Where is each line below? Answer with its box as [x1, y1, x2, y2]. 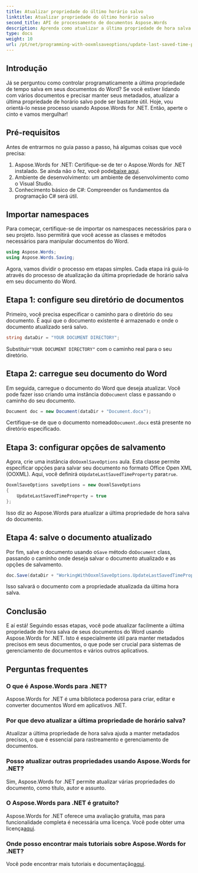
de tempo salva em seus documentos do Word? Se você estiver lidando [6, 85, 180, 92]
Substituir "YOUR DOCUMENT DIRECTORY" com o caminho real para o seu [6, 345, 172, 352]
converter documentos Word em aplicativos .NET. [6, 701, 127, 709]
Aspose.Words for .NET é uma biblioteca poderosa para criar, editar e [6, 695, 176, 702]
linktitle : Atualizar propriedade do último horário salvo [6, 14, 154, 20]
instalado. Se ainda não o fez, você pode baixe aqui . [14, 167, 140, 174]
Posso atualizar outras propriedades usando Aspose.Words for [6, 757, 190, 765]
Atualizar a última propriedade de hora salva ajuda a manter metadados [6, 730, 180, 737]
